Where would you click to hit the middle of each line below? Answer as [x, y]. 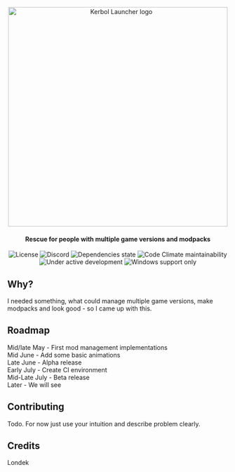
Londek [18, 463]
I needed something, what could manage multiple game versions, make [110, 301]
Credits [24, 446]
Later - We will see [34, 385]
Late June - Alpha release [45, 362]
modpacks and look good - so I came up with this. [80, 308]
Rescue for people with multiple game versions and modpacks [118, 239]
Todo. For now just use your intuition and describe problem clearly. [104, 424]
